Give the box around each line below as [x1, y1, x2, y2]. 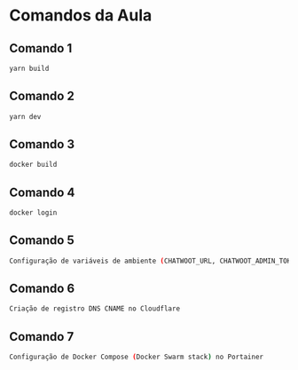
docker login [9, 209, 58, 217]
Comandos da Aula [9, 5, 153, 26]
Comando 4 [9, 185, 75, 200]
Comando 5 [9, 232, 74, 248]
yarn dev [9, 112, 42, 121]
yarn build [9, 64, 50, 73]
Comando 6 [9, 281, 75, 296]
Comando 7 [9, 329, 74, 344]
